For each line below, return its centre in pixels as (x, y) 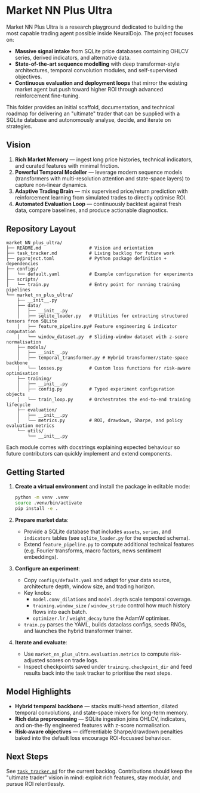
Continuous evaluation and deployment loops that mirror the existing (101, 83)
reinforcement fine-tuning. (47, 96)
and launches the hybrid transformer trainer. (78, 631)
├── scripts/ (22, 279)
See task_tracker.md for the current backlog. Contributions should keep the (99, 771)
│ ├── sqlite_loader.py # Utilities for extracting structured (102, 316)
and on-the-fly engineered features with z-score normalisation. (93, 725)
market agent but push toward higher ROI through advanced (89, 89)
